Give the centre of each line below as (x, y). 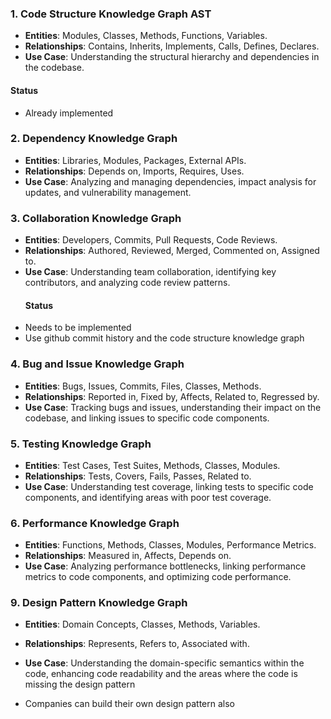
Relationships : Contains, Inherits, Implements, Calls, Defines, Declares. (172, 46)
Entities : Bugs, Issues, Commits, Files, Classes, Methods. (143, 386)
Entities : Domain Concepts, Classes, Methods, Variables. (142, 624)
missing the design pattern (80, 684)
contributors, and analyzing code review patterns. (127, 283)
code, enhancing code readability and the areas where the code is (161, 674)
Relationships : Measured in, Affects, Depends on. (128, 556)
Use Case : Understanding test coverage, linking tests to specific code (169, 486)
